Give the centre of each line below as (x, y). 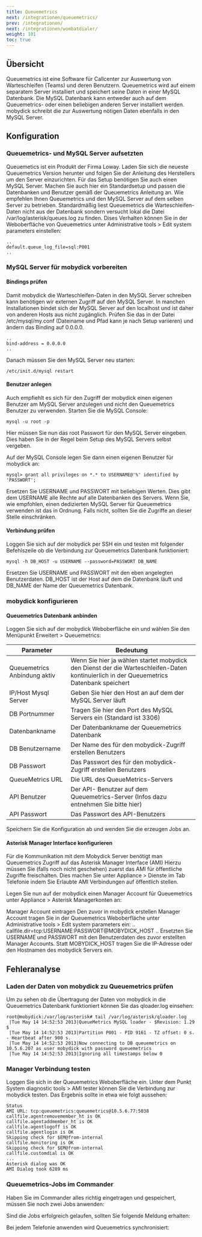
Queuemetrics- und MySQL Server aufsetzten (75, 153)
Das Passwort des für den (107, 762)
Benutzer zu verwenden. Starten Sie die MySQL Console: (77, 410)
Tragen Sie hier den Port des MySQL (122, 710)
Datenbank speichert (100, 683)
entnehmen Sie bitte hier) (106, 805)
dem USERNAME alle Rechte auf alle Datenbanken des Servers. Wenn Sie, (98, 498)
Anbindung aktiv (32, 675)
